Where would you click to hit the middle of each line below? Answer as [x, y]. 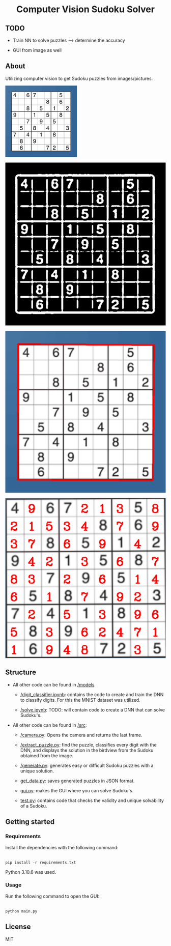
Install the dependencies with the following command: [62, 847]
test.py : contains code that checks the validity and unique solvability [92, 800]
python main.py [21, 911]
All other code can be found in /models [53, 684]
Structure [21, 672]
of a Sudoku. [34, 806]
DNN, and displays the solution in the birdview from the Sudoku [87, 750]
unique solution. [37, 771]
